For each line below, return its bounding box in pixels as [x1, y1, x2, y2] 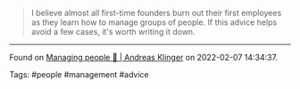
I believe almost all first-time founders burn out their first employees [30, 8, 282, 18]
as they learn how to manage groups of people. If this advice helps [30, 17, 278, 28]
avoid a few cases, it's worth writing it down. [30, 27, 196, 36]
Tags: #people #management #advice [9, 69, 149, 79]
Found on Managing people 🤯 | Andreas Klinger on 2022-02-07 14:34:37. [9, 53, 279, 62]
